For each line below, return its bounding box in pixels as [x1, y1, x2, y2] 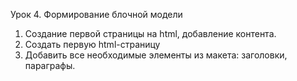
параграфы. [24, 60, 76, 71]
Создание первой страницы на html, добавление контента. [24, 28, 277, 39]
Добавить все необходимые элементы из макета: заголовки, [24, 49, 288, 61]
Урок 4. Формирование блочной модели [10, 9, 183, 20]
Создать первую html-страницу [24, 39, 161, 50]
